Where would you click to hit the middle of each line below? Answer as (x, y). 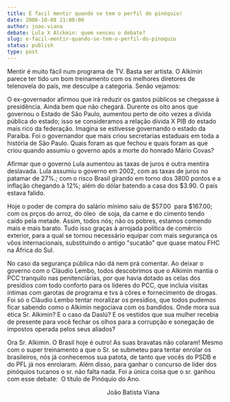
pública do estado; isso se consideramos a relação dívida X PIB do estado (112, 121)
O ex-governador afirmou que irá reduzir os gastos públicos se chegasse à (113, 99)
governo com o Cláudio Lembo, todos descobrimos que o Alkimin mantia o (113, 270)
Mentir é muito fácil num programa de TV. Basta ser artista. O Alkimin (105, 71)
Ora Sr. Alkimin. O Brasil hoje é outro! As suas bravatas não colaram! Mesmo (115, 342)
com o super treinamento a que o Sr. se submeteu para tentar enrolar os (109, 349)
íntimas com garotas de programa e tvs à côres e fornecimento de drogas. (112, 292)
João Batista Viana (133, 392)
